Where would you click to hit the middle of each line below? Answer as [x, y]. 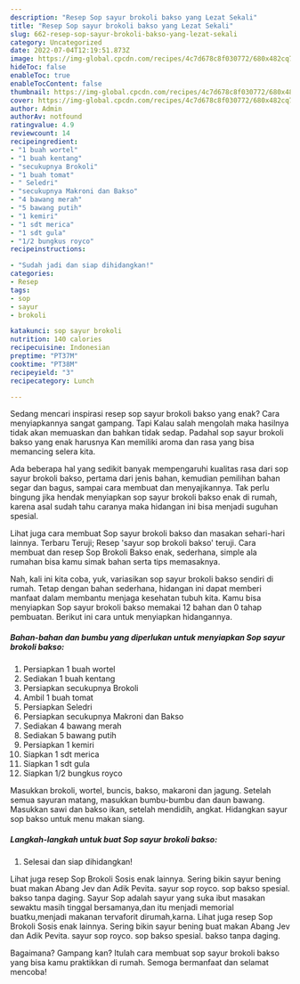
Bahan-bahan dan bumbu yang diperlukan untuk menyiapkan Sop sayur [148, 637]
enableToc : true [40, 76]
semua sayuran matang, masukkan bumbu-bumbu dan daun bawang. [138, 800]
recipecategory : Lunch [52, 381]
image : [22, 59]
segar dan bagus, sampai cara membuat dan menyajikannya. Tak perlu [140, 488]
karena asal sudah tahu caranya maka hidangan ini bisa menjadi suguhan [144, 507]
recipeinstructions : [49, 249]
